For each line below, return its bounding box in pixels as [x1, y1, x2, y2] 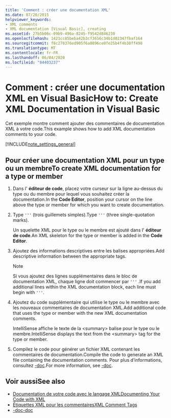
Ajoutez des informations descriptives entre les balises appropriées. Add [12, 248, 165, 253]
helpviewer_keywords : [5, 17, 52, 22]
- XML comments [5, 21, 38, 27]
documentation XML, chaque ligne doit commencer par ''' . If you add [12, 278, 161, 284]
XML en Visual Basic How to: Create [5, 92, 159, 104]
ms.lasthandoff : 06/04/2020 [5, 55, 65, 60]
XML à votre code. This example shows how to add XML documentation [5, 126, 156, 132]
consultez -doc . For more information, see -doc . [12, 362, 113, 368]
